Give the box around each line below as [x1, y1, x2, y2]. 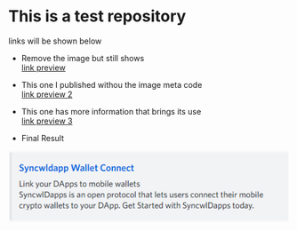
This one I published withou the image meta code [20, 79, 203, 90]
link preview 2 [20, 89, 73, 100]
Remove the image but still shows [20, 52, 145, 63]
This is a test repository [8, 6, 187, 27]
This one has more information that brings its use [20, 106, 202, 116]
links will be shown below [8, 36, 102, 46]
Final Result [20, 132, 64, 143]
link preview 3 [20, 115, 73, 126]
